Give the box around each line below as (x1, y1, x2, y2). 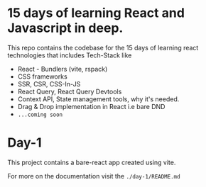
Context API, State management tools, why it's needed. (17, 94, 180, 103)
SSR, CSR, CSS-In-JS (17, 79, 81, 88)
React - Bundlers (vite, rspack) (17, 64, 108, 73)
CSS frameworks (17, 72, 67, 81)
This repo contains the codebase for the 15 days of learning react (7, 43, 199, 52)
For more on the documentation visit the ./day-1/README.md (7, 171, 180, 180)
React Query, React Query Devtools (17, 87, 122, 96)
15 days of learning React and (7, 5, 185, 21)
